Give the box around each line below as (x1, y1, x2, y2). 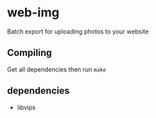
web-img (7, 5, 60, 20)
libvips (16, 103, 36, 111)
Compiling (7, 47, 53, 59)
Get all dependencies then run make (7, 65, 106, 73)
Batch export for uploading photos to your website (7, 27, 149, 35)
